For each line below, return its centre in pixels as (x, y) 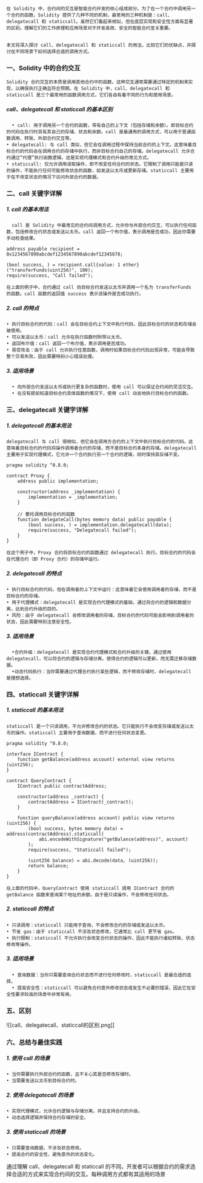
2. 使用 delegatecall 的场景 (40, 1095)
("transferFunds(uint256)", (42, 270)
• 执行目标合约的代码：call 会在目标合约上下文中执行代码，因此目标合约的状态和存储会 (101, 324)
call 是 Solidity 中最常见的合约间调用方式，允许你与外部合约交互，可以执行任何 (102, 226)
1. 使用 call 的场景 (28, 1058)
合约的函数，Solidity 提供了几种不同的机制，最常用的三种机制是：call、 (92, 15)
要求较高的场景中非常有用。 (45, 994)
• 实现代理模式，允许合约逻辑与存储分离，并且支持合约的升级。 (75, 1111)
